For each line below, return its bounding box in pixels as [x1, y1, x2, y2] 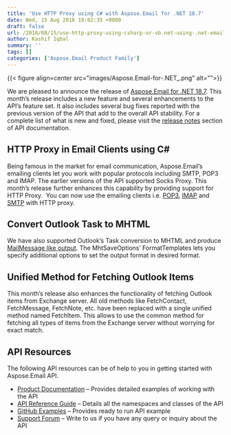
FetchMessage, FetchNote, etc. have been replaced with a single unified [7, 304, 212, 312]
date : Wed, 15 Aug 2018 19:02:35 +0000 [7, 17, 122, 23]
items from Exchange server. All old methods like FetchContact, [7, 297, 187, 305]
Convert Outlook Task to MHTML [7, 218, 151, 230]
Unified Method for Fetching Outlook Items [7, 271, 195, 283]
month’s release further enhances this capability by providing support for [7, 184, 214, 192]
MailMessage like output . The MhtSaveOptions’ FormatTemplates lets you [7, 244, 216, 252]
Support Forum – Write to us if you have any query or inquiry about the [16, 414, 218, 422]
